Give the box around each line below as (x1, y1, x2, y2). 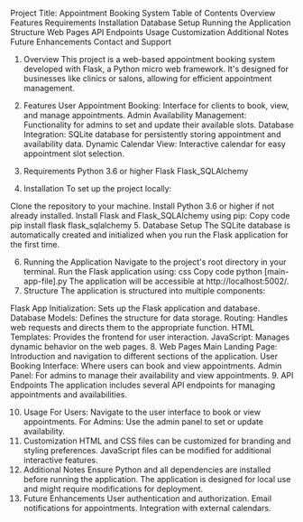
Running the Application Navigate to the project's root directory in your (23, 256, 287, 267)
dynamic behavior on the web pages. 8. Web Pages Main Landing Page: (10, 341, 278, 351)
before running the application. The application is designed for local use (23, 474, 291, 484)
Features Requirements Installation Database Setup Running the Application (10, 17, 291, 28)
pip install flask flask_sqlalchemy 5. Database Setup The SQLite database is (10, 220, 291, 230)
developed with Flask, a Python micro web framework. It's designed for (23, 63, 289, 74)
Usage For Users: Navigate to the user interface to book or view (23, 406, 261, 417)
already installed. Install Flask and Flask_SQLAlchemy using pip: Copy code (10, 210, 290, 220)
